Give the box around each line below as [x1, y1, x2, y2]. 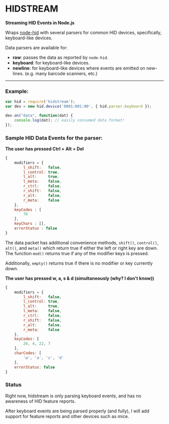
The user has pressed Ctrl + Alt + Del [5, 146, 84, 152]
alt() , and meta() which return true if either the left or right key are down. [5, 245, 158, 251]
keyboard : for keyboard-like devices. [12, 59, 90, 66]
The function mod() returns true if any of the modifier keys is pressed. [5, 250, 149, 256]
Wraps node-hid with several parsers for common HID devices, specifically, [5, 29, 162, 35]
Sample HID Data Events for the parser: [5, 134, 103, 141]
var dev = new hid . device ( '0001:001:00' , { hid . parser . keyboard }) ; [5, 104, 152, 109]
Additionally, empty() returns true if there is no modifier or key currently [5, 260, 153, 266]
